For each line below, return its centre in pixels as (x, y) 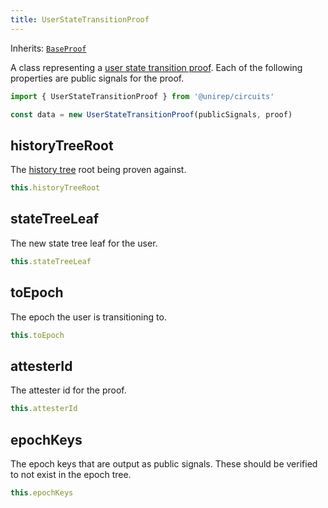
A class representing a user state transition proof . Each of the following (156, 67)
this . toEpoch (37, 335)
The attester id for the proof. (68, 390)
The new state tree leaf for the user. (84, 243)
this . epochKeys (42, 492)
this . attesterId (44, 409)
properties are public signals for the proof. (97, 78)
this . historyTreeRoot (55, 188)
